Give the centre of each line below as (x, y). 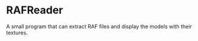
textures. (17, 32)
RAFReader (35, 10)
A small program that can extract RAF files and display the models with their (99, 26)
